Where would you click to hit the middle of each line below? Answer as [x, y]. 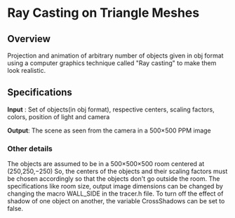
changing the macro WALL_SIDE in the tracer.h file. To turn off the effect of [115, 193]
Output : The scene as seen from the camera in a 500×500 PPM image [109, 130]
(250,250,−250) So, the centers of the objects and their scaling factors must [117, 171]
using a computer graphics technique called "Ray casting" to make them [112, 63]
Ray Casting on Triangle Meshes [103, 13]
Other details [30, 149]
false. [15, 209]
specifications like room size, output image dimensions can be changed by [115, 186]
